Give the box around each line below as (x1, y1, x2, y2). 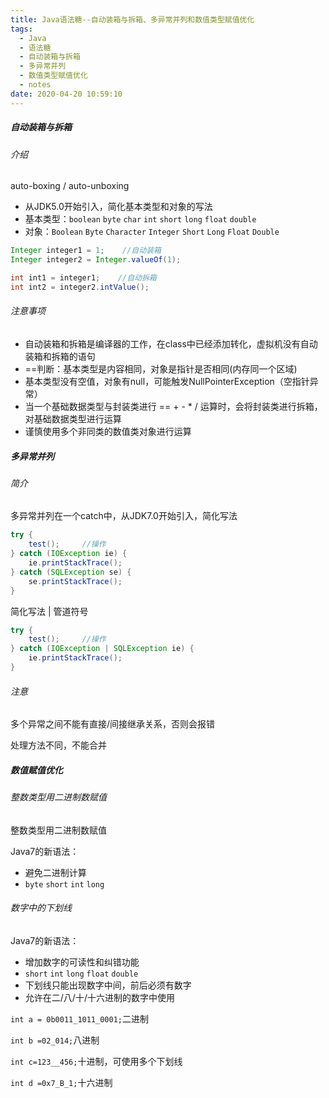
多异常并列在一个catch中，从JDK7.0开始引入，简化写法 (10, 510, 238, 522)
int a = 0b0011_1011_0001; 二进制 (10, 1012, 149, 1025)
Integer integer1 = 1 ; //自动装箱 (10, 246, 162, 256)
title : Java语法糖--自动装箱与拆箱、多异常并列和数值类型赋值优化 (10, 14, 255, 25)
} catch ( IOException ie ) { (10, 549, 128, 559)
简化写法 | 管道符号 (10, 605, 89, 617)
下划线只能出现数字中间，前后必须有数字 (24, 979, 192, 991)
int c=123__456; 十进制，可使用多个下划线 (10, 1055, 183, 1067)
